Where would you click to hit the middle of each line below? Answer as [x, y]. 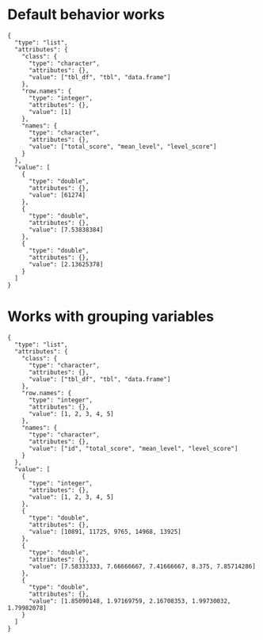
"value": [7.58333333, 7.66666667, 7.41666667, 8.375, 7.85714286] [142, 566]
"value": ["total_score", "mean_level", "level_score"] [122, 147]
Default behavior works [86, 15]
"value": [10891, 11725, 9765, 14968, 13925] [105, 531]
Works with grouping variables [111, 316]
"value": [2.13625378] [66, 264]
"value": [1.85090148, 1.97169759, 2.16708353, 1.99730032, [130, 601]
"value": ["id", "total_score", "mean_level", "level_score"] [133, 448]
